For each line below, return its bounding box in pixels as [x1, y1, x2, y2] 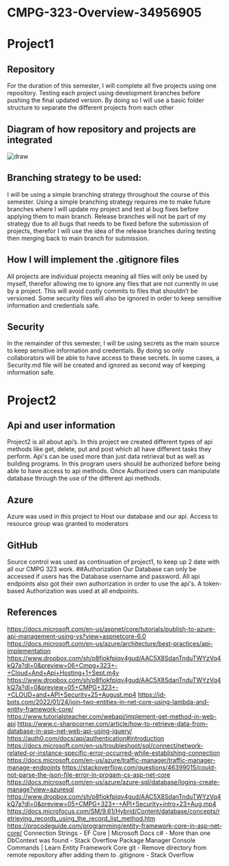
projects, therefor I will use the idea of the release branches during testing [7, 226, 216, 234]
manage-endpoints [7, 763, 61, 771]
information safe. [7, 368, 55, 376]
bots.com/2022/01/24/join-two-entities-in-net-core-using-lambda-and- [7, 697, 210, 706]
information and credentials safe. [7, 301, 100, 309]
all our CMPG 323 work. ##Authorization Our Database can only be [7, 565, 197, 573]
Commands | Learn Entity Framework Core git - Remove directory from [7, 843, 207, 852]
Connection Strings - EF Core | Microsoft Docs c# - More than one [23, 828, 211, 837]
